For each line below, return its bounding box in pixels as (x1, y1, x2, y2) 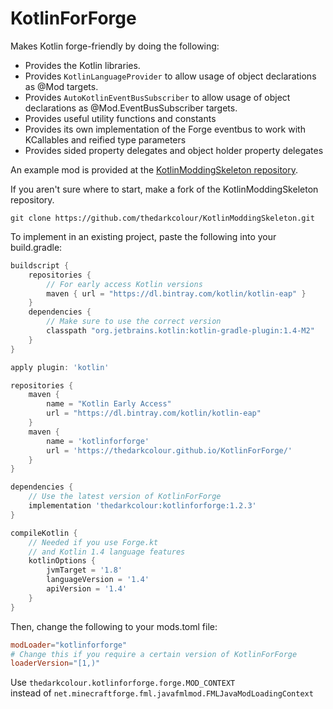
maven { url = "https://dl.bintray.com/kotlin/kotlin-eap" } (46, 288, 307, 299)
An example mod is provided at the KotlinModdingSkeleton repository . (10, 163, 299, 176)
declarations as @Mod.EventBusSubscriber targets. (24, 102, 238, 114)
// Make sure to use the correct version (46, 317, 222, 327)
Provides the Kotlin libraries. (24, 59, 141, 71)
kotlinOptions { (28, 556, 97, 566)
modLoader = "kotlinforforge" (10, 640, 128, 650)
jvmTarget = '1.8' (46, 565, 123, 576)
